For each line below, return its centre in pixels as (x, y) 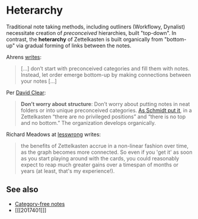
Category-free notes (40, 204)
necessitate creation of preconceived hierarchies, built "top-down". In (91, 33)
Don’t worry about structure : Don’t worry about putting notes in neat (105, 104)
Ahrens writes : (24, 57)
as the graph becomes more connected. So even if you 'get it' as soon (106, 152)
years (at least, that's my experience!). (68, 171)
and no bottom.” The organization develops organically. (88, 123)
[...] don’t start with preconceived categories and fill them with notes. (105, 68)
